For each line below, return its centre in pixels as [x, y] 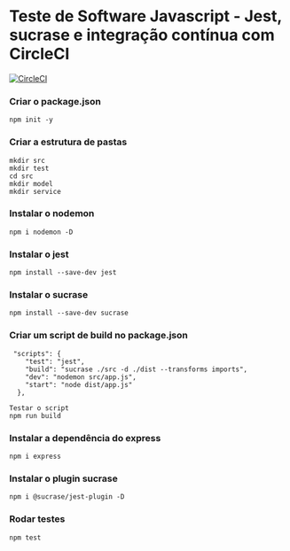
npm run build [35, 415]
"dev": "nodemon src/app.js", [81, 377]
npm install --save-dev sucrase [69, 313]
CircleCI [39, 54]
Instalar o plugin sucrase [63, 478]
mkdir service [35, 191]
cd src [21, 176]
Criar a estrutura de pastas [68, 142]
